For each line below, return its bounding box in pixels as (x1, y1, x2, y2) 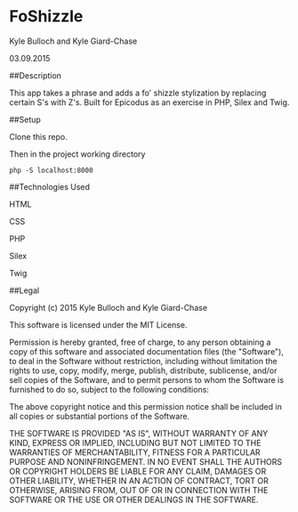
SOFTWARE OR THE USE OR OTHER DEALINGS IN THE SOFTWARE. (9, 494, 259, 505)
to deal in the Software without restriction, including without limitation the (9, 355, 278, 366)
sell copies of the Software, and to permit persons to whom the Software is (9, 374, 285, 385)
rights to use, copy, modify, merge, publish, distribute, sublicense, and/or (9, 365, 278, 376)
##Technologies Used (9, 181, 91, 192)
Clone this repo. (9, 131, 68, 142)
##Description (9, 69, 62, 81)
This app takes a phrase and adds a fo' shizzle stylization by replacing (9, 87, 267, 98)
